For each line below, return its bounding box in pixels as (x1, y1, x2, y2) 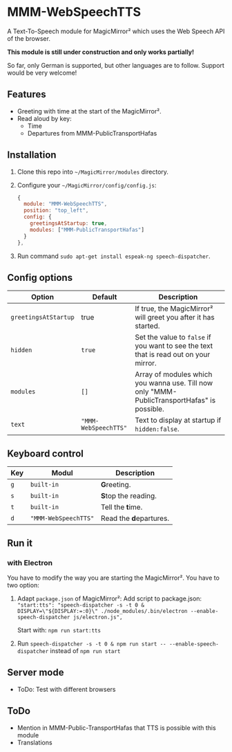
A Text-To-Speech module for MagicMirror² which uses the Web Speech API (7, 27, 225, 35)
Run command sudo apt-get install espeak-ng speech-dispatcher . (17, 252, 211, 260)
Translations (17, 738, 53, 746)
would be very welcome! (7, 68, 77, 77)
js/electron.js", (72, 614, 123, 621)
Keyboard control (7, 448, 84, 459)
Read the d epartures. (101, 513, 170, 523)
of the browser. (7, 34, 50, 42)
